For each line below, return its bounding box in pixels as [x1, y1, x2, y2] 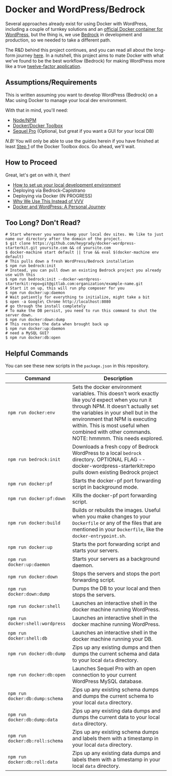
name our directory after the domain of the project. [5, 236, 123, 242]
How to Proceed [5, 158, 57, 167]
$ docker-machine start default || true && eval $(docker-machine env [5, 250, 159, 255]
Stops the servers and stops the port [72, 570, 160, 578]
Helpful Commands [5, 349, 69, 357]
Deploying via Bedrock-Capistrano [12, 187, 85, 193]
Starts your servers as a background [72, 555, 160, 563]
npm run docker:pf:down [8, 496, 66, 502]
